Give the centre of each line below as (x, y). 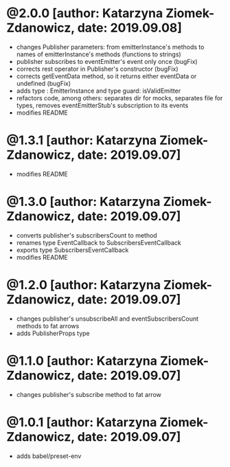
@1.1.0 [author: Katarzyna (82, 361)
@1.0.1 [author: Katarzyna (82, 422)
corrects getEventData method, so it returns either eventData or (106, 76)
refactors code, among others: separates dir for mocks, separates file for (119, 98)
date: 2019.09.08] (130, 28)
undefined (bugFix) (44, 83)
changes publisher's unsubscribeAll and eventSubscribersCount (107, 319)
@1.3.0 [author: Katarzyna (83, 202)
